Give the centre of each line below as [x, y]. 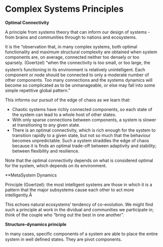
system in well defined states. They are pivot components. [63, 239]
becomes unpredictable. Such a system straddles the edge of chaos [81, 140]
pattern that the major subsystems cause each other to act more [70, 190]
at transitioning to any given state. [46, 125]
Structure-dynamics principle [36, 224]
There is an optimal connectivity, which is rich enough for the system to [84, 130]
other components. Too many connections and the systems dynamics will [79, 80]
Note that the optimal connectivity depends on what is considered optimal [79, 160]
